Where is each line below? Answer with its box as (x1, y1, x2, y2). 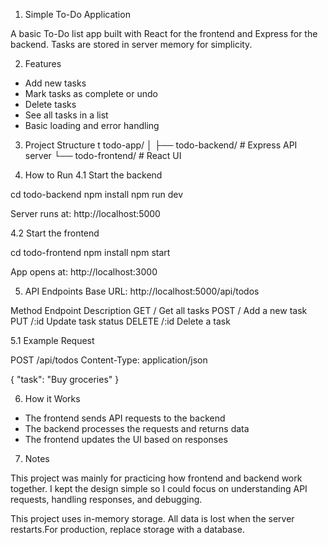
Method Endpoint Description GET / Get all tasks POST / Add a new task (10, 305, 308, 316)
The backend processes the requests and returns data (24, 423, 250, 434)
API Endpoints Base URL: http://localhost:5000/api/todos (24, 285, 260, 297)
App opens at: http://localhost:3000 (10, 266, 158, 278)
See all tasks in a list (24, 109, 109, 121)
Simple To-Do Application (24, 9, 131, 20)
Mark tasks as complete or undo (24, 88, 158, 99)
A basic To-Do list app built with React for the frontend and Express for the (10, 28, 318, 39)
